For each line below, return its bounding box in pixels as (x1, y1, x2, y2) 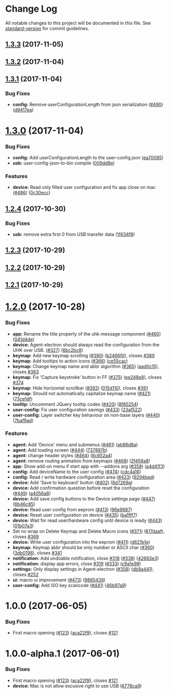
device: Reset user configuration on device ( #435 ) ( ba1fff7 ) (12, 512, 138, 518)
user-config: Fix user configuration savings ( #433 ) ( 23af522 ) (12, 406, 142, 412)
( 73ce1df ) (12, 396, 33, 402)
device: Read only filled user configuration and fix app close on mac (12, 184, 156, 190)
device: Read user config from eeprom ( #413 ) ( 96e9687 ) (12, 506, 132, 512)
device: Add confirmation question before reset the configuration (12, 485, 150, 491)
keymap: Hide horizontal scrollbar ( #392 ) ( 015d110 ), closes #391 (12, 385, 148, 391)
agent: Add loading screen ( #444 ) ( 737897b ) (12, 447, 108, 453)
